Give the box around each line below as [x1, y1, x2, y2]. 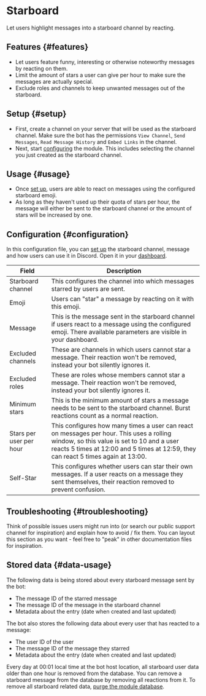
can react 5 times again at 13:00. [51, 453, 147, 461]
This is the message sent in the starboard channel [51, 312, 195, 321]
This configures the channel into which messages [51, 277, 194, 286]
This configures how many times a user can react [51, 422, 194, 430]
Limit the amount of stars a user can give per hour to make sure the [15, 71, 186, 79]
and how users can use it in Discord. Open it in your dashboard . [6, 252, 167, 259]
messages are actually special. [15, 77, 93, 85]
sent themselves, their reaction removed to [51, 478, 175, 486]
